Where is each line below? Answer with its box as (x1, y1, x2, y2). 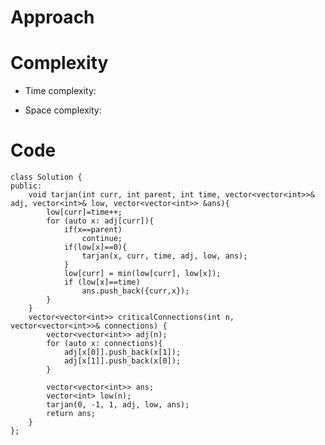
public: (10, 181, 43, 191)
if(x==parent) (63, 225, 123, 235)
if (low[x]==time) (63, 277, 141, 288)
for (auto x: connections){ (46, 339, 163, 349)
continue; (81, 234, 123, 244)
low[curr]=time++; (46, 207, 123, 218)
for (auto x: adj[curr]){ (46, 216, 155, 226)
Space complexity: (24, 104, 102, 116)
